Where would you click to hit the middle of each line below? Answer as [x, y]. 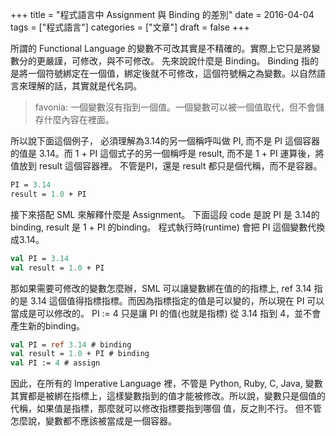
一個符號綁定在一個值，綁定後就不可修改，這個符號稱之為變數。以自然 [172, 73]
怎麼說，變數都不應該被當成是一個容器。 [93, 421]
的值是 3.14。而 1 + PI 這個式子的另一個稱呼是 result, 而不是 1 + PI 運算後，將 [167, 153]
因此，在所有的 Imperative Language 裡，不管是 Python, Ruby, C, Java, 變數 [166, 384]
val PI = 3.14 [40, 258]
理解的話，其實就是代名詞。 [84, 86]
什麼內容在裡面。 [79, 119]
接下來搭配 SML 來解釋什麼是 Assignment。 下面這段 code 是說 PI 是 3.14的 [165, 214]
